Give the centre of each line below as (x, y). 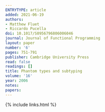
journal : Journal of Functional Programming (53, 39)
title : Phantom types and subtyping (44, 71)
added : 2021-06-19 (24, 15)
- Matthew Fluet (22, 24)
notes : (12, 85)
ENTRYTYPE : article (26, 10)
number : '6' (18, 48)
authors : (14, 19)
